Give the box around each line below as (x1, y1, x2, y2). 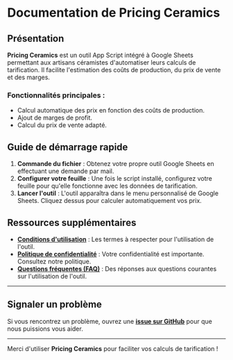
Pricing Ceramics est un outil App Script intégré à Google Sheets (7, 51, 194, 59)
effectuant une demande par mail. (17, 167, 114, 175)
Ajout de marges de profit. (17, 113, 92, 122)
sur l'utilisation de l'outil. (17, 272, 87, 280)
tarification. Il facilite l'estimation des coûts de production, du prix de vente (7, 66, 221, 74)
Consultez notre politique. (17, 257, 92, 265)
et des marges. (7, 73, 51, 81)
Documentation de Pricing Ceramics (7, 5, 221, 21)
